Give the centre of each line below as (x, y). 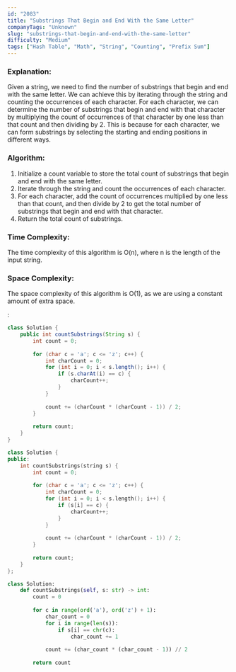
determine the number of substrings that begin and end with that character (117, 110)
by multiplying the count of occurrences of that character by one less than (116, 117)
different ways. (29, 139)
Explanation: (29, 72)
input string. (25, 260)
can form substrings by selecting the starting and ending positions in (107, 132)
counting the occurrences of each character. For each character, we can (113, 102)
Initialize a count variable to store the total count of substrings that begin (123, 173)
